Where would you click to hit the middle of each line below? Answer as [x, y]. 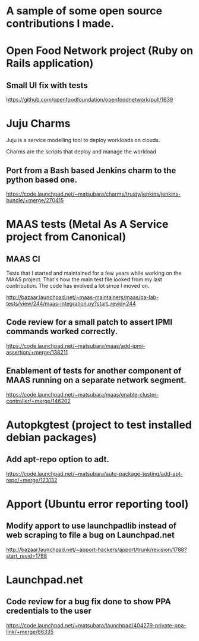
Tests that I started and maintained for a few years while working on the [94, 273]
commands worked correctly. [62, 332]
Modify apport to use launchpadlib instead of [91, 526]
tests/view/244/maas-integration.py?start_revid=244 [71, 303]
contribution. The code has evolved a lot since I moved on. [78, 285]
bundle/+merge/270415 [35, 200]
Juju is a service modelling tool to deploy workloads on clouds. [83, 140]
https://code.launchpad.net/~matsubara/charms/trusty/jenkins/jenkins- [94, 194]
